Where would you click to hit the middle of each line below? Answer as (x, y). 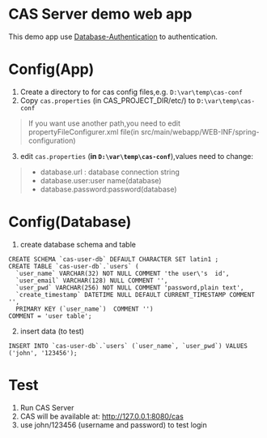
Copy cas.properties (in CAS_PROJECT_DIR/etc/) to (108, 100)
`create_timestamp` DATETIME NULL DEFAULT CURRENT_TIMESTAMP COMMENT (135, 294)
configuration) (52, 140)
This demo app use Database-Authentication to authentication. (113, 36)
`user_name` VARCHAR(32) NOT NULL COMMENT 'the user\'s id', (123, 273)
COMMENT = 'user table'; (50, 316)
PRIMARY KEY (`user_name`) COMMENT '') (85, 309)
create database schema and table (78, 244)
